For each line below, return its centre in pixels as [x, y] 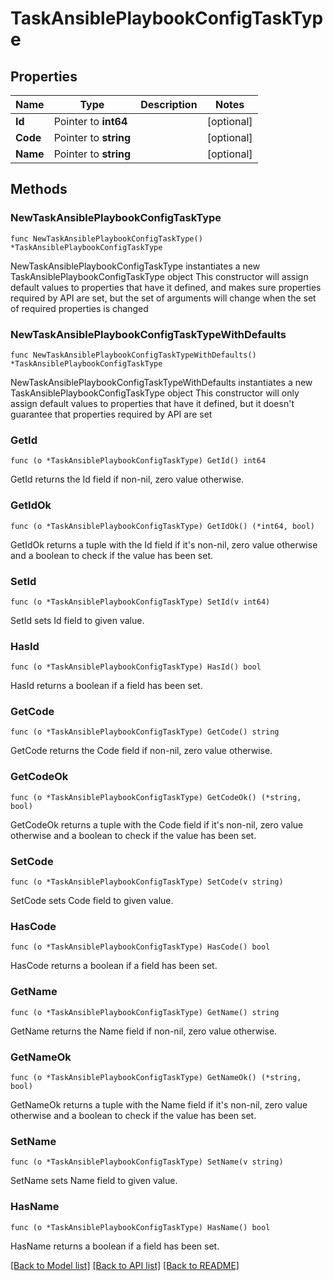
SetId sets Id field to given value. [77, 620]
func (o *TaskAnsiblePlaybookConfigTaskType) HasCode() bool [140, 947]
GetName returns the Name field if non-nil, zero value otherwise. [144, 1031]
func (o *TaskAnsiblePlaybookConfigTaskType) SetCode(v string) [147, 882]
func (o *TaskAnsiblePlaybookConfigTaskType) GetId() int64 [138, 461]
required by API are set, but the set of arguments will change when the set [163, 298]
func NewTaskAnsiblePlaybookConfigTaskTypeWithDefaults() [133, 355]
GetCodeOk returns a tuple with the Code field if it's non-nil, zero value [157, 824]
